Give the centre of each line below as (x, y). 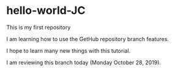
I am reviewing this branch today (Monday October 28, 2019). (84, 62)
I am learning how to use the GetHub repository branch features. (88, 39)
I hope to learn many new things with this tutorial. (69, 51)
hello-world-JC (46, 11)
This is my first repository (39, 27)
